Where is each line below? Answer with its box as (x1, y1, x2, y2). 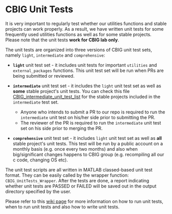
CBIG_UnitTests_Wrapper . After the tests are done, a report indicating (5, 177, 149, 183)
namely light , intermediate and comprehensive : (5, 52, 105, 58)
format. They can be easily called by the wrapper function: (5, 172, 129, 178)
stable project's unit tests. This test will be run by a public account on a (12, 140, 163, 147)
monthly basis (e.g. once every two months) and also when (12, 146, 138, 152)
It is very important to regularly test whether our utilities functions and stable (5, 20, 167, 27)
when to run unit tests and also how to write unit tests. (5, 203, 120, 210)
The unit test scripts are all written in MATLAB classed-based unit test (5, 167, 153, 173)
